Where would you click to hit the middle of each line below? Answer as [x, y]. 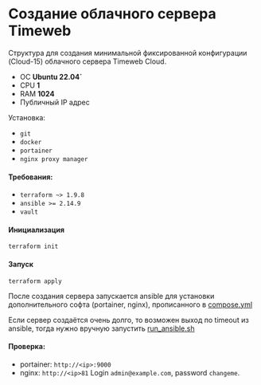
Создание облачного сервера [112, 14]
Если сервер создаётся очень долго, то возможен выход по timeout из [129, 320]
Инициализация [37, 230]
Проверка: [27, 347]
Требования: [31, 177]
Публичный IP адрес [55, 102]
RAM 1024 [37, 93]
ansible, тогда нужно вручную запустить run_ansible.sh [101, 328]
